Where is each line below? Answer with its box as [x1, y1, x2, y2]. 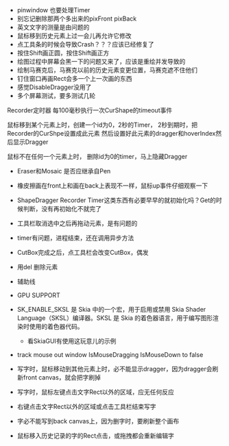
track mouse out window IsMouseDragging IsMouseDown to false [16, 351, 204, 358]
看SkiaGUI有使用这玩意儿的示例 [27, 337, 117, 345]
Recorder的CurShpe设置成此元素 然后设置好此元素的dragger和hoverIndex [7, 129, 216, 137]
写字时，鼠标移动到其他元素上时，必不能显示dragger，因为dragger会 [16, 365, 213, 373]
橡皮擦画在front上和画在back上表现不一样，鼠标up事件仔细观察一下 [16, 182, 208, 190]
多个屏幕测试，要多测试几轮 [16, 92, 96, 99]
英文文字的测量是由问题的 [16, 23, 90, 31]
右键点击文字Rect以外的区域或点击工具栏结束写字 [16, 403, 156, 410]
